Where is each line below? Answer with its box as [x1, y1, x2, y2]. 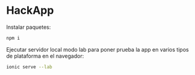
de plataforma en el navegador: [6, 52, 84, 59]
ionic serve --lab [6, 64, 52, 70]
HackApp [6, 4, 54, 17]
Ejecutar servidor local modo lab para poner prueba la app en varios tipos [6, 46, 189, 53]
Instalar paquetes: [6, 23, 51, 31]
